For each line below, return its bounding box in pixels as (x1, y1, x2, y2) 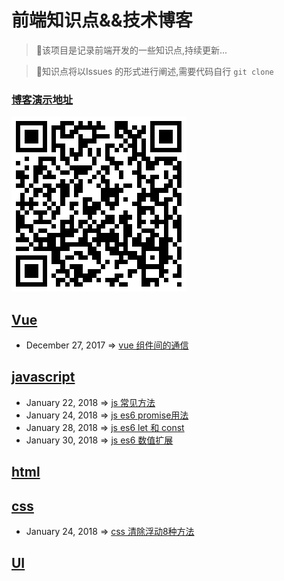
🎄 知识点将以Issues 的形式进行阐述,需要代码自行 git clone (35, 65, 274, 77)
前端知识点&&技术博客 (11, 9, 193, 32)
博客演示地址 (11, 92, 74, 106)
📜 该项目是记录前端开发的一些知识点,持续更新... (35, 44, 228, 56)
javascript (11, 369, 76, 386)
